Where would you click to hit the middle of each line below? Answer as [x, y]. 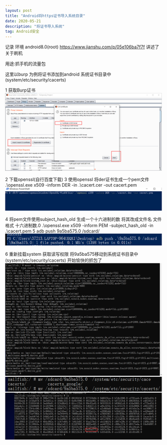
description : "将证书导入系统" [35, 26]
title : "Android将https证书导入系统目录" [45, 16]
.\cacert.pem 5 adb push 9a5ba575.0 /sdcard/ [52, 231]
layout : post [19, 10]
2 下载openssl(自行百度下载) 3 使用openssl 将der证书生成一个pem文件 [77, 180]
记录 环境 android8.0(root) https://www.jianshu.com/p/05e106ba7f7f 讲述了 [82, 47]
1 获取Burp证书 [20, 90]
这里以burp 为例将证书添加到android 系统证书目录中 [58, 74]
